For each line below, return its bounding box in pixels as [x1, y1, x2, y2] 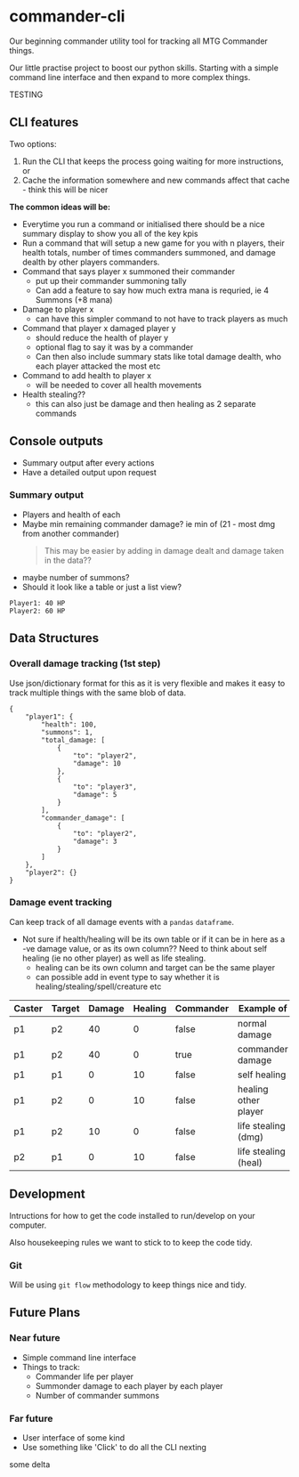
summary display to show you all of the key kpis [21, 228, 198, 239]
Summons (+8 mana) [35, 294, 113, 304]
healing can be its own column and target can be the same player [35, 962, 276, 972]
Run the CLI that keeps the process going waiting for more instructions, [21, 156, 284, 166]
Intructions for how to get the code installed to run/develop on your [9, 1210, 255, 1221]
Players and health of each [21, 509, 121, 520]
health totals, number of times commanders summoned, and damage [21, 247, 276, 257]
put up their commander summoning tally [35, 275, 187, 286]
